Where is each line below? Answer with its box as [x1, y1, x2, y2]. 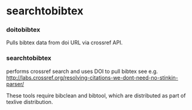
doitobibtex [6, 26, 41, 34]
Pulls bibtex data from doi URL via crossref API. [6, 39, 123, 46]
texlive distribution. [6, 98, 53, 105]
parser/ [6, 80, 25, 87]
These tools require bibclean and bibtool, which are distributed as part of [6, 91, 186, 99]
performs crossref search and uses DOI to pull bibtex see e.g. [6, 68, 159, 75]
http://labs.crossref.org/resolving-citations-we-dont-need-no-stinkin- [6, 74, 178, 81]
